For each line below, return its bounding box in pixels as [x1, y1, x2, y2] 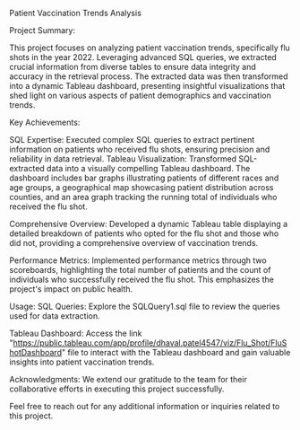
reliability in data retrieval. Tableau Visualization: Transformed [9, 154, 237, 164]
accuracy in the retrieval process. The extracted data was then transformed [9, 71, 288, 82]
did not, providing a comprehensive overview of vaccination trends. [9, 238, 259, 248]
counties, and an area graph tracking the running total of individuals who [9, 192, 278, 202]
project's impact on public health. [9, 284, 133, 294]
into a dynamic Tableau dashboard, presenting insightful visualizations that [9, 81, 286, 91]
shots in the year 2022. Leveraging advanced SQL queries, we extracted [9, 52, 278, 62]
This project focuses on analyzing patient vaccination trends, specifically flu [9, 42, 291, 53]
